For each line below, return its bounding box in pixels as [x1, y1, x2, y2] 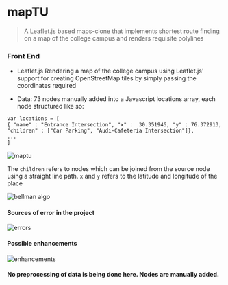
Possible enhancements [7, 240, 77, 248]
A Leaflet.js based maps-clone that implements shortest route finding [23, 27, 220, 35]
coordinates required [16, 82, 77, 90]
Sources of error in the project [7, 208, 94, 216]
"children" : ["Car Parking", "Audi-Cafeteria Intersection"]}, [7, 128, 194, 135]
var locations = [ [7, 115, 60, 122]
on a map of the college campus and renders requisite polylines [23, 34, 204, 42]
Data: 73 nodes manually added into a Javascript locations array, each [16, 95, 216, 103]
